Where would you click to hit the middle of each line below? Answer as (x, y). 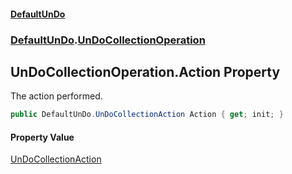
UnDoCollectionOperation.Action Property (145, 71)
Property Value (42, 137)
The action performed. (56, 96)
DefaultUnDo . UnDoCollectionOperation (108, 40)
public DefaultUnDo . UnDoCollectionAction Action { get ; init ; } (147, 115)
